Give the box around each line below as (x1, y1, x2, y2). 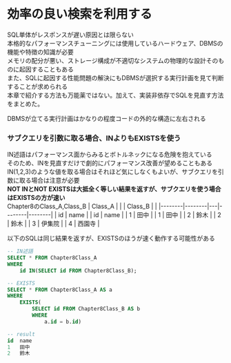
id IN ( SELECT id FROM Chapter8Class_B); (19, 267, 137, 274)
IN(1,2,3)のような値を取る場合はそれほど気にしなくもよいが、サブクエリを (7, 167, 219, 176)
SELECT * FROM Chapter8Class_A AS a (7, 286, 112, 293)
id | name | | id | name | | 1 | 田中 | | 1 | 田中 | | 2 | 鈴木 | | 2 (58, 211, 222, 219)
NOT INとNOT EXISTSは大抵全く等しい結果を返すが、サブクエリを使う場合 (7, 185, 221, 194)
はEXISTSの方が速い (7, 194, 66, 202)
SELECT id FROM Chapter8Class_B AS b (32, 306, 140, 313)
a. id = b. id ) (43, 318, 81, 325)
